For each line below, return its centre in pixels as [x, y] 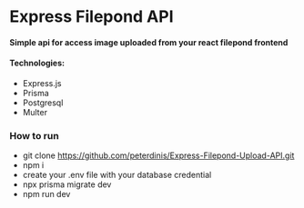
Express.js [42, 83]
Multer [35, 112]
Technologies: [37, 63]
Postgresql [43, 103]
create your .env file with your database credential [117, 175]
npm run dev [46, 194]
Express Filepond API [92, 17]
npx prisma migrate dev [67, 184]
